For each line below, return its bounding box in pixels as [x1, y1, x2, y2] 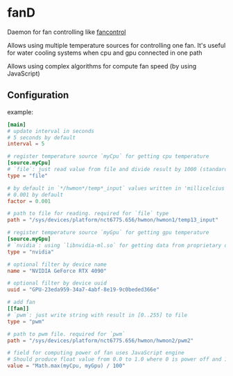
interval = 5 [7, 141, 45, 147]
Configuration [7, 89, 69, 101]
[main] [7, 121, 26, 128]
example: [7, 107, 33, 116]
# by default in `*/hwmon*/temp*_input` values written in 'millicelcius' [7, 185, 228, 192]
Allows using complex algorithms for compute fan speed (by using [7, 62, 197, 70]
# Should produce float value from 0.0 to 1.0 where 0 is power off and [7, 356, 222, 363]
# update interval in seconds [7, 127, 95, 134]
